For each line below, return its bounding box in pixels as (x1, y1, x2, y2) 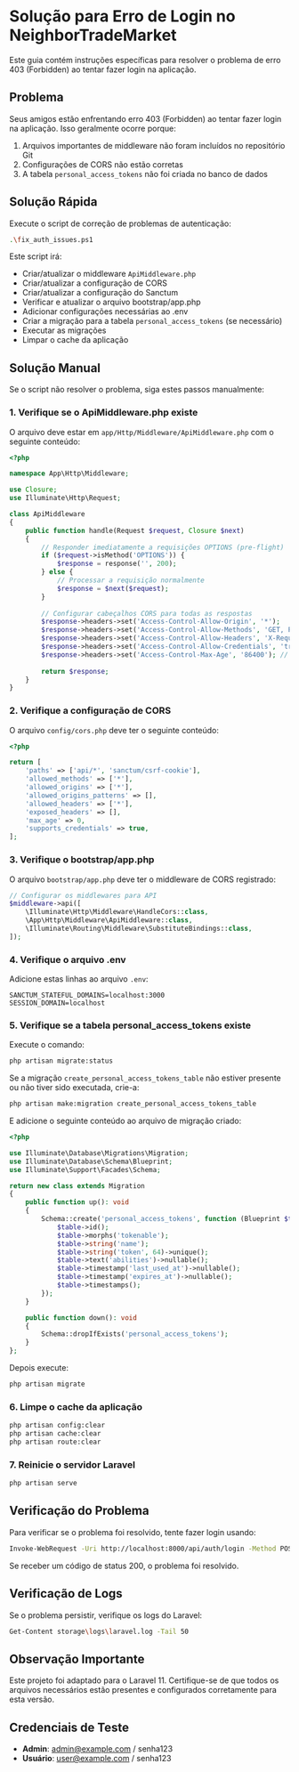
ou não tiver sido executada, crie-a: (9, 1082, 140, 1093)
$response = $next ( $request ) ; (56, 584, 169, 593)
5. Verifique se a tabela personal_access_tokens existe (9, 1019, 252, 1032)
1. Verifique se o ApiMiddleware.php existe (9, 407, 198, 419)
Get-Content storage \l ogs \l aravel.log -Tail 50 (9, 1627, 190, 1636)
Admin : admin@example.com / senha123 (21, 1744, 174, 1754)
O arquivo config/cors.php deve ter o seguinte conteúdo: (9, 724, 220, 735)
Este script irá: (9, 251, 62, 262)
